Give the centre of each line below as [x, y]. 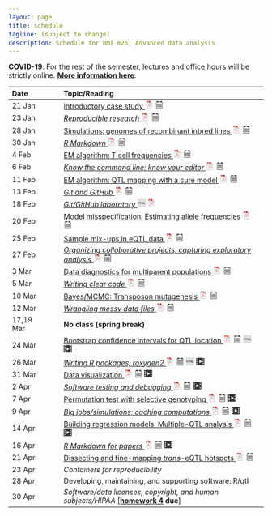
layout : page [30, 17]
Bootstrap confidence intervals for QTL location [142, 341]
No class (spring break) [104, 324]
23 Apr [23, 469]
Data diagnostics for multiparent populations [138, 272]
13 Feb [24, 191]
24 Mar [24, 345]
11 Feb [24, 179]
